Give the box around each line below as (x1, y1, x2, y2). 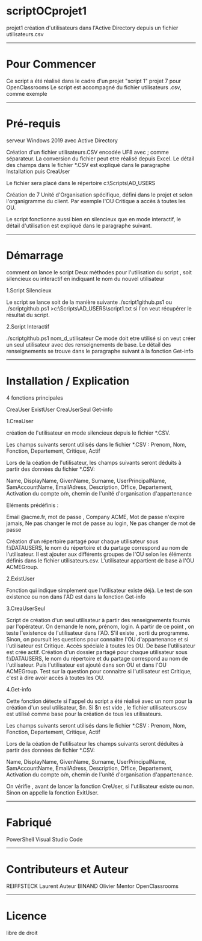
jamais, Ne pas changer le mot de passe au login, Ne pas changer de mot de (6, 520, 196, 527)
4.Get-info (6, 685, 32, 693)
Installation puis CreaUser (6, 168, 70, 175)
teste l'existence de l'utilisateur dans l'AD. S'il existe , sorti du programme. (6, 629, 189, 637)
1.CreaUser (6, 417, 34, 424)
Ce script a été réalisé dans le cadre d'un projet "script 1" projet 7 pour (6, 77, 182, 84)
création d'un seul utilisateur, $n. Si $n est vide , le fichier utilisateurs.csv (6, 703, 188, 711)
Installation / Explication (6, 374, 130, 388)
